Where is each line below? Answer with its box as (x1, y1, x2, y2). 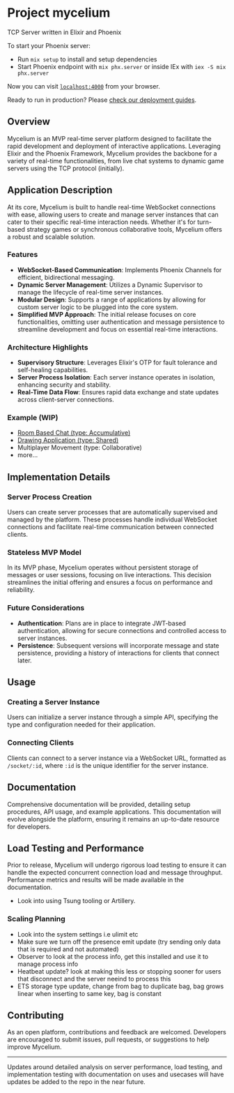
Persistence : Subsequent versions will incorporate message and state (17, 641, 219, 650)
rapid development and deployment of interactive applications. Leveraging (7, 142, 221, 150)
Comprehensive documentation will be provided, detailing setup (7, 800, 191, 808)
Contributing (7, 1010, 64, 1022)
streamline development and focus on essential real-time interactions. (17, 325, 218, 333)
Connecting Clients (7, 738, 75, 748)
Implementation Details (7, 471, 111, 483)
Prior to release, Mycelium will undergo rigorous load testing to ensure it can (7, 861, 226, 870)
